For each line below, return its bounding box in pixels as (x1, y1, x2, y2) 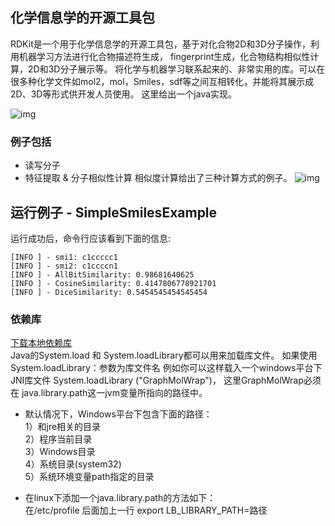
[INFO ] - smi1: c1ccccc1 (10, 252, 118, 262)
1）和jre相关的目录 (24, 421, 102, 433)
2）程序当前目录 (24, 433, 93, 445)
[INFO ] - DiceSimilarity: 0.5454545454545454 (10, 287, 208, 297)
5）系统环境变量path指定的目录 (24, 471, 155, 483)
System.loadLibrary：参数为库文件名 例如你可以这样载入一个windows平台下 (10, 362, 323, 374)
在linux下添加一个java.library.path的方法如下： (24, 492, 217, 504)
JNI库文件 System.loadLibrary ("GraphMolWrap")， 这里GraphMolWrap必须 (10, 374, 322, 387)
